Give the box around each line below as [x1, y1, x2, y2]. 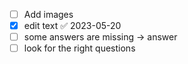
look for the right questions [23, 42, 136, 54]
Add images [23, 9, 74, 20]
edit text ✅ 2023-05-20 [23, 20, 122, 32]
